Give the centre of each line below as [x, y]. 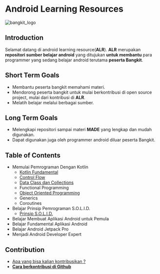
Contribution [25, 250]
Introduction [24, 38]
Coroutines [30, 203]
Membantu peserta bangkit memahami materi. [59, 87]
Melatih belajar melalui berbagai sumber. [53, 102]
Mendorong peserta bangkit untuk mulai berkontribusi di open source [82, 92]
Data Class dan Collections [47, 183]
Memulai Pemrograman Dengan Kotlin [50, 167]
